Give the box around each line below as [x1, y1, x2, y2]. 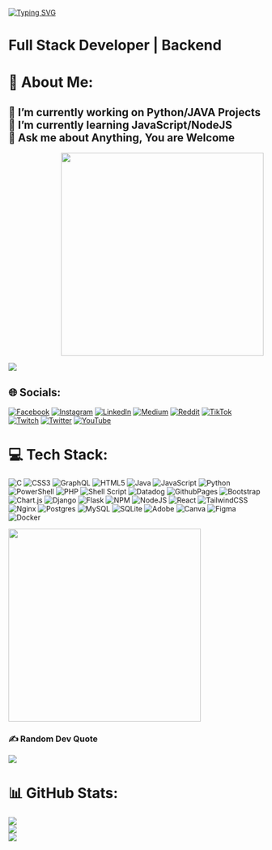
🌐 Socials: [8, 386, 62, 399]
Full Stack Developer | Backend [8, 37, 223, 54]
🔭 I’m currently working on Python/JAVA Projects [8, 106, 261, 119]
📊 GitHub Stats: [8, 784, 119, 803]
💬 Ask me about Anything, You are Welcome [8, 131, 235, 145]
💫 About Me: [8, 73, 94, 92]
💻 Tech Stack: [8, 446, 108, 464]
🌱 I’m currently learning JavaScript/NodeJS [8, 118, 232, 132]
